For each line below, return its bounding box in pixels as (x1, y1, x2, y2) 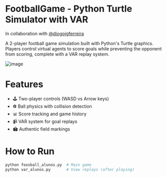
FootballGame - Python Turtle (5, 3, 133, 15)
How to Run (5, 146, 55, 157)
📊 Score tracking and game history (12, 111, 87, 117)
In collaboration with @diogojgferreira (5, 30, 85, 36)
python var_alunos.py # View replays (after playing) (5, 167, 135, 172)
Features (5, 79, 44, 90)
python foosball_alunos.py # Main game (5, 162, 92, 167)
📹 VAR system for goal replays (12, 118, 77, 124)
